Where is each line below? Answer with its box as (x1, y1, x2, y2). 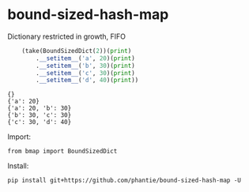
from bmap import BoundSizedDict (7, 148, 118, 156)
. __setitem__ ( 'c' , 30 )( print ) (36, 69, 135, 77)
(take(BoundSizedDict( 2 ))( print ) (21, 47, 132, 55)
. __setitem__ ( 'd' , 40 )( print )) (36, 77, 139, 85)
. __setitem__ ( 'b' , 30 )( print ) (36, 62, 135, 70)
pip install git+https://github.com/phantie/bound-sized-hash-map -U (7, 176, 242, 185)
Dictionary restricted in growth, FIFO (7, 32, 126, 41)
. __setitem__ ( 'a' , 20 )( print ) (36, 54, 135, 62)
